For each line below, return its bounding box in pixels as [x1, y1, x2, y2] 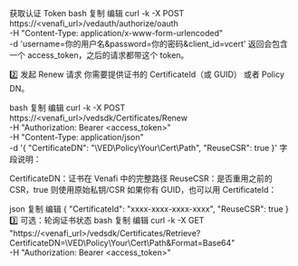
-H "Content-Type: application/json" [9, 132, 144, 142]
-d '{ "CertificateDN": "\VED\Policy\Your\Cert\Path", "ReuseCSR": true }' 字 [9, 143, 288, 153]
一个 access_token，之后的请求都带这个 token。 [9, 50, 189, 61]
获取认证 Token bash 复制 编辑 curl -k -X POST [9, 8, 185, 18]
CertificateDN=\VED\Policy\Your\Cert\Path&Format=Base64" [9, 238, 236, 248]
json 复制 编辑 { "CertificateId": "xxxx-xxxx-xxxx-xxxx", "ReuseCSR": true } [9, 204, 290, 214]
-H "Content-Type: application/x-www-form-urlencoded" [9, 28, 224, 38]
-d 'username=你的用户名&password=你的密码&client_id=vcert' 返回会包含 [9, 39, 288, 49]
